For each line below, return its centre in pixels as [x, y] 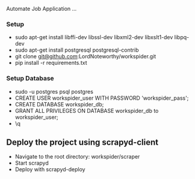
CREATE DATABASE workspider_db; [59, 104]
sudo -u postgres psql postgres [54, 91]
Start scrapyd [32, 163]
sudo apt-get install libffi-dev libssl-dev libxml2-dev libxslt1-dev [94, 37]
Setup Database [30, 79]
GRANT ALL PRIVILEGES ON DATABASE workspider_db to [87, 111]
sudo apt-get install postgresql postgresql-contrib [77, 50]
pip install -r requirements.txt [51, 63]
